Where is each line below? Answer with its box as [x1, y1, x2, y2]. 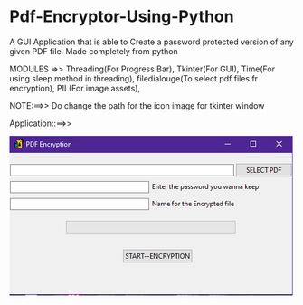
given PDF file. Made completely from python [9, 45, 178, 56]
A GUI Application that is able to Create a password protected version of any [9, 36, 294, 47]
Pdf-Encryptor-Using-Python [9, 6, 234, 27]
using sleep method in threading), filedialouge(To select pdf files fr [9, 72, 259, 83]
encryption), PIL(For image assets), [9, 82, 141, 93]
